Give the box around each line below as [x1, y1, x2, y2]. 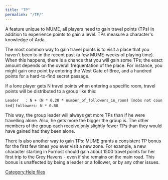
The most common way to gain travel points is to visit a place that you [5, 46, 149, 52]
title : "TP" [5, 7, 30, 13]
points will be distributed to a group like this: [5, 88, 97, 94]
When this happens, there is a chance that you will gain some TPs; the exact [5, 57, 163, 63]
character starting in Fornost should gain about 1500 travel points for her [5, 148, 155, 154]
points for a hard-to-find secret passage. [5, 73, 90, 79]
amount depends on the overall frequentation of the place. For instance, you [5, 62, 163, 68]
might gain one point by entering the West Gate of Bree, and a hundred [5, 67, 152, 73]
